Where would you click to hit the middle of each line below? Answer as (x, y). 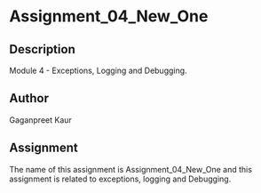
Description (42, 49)
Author (29, 98)
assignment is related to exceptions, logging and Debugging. (120, 179)
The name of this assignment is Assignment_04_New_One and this (131, 169)
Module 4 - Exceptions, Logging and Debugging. (99, 70)
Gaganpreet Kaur (41, 120)
